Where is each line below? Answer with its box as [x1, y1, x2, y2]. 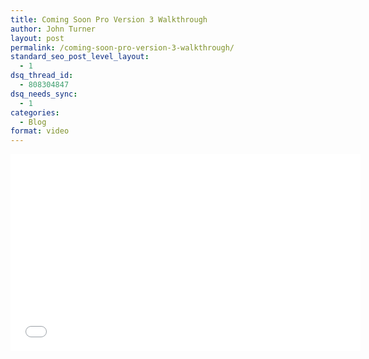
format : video [10, 126, 70, 136]
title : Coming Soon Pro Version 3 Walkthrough [10, 14, 208, 25]
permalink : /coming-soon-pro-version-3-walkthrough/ [10, 42, 235, 53]
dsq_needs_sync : [10, 89, 78, 99]
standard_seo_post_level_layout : [10, 52, 150, 62]
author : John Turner [10, 24, 97, 34]
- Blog [19, 117, 47, 127]
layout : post [10, 33, 65, 43]
